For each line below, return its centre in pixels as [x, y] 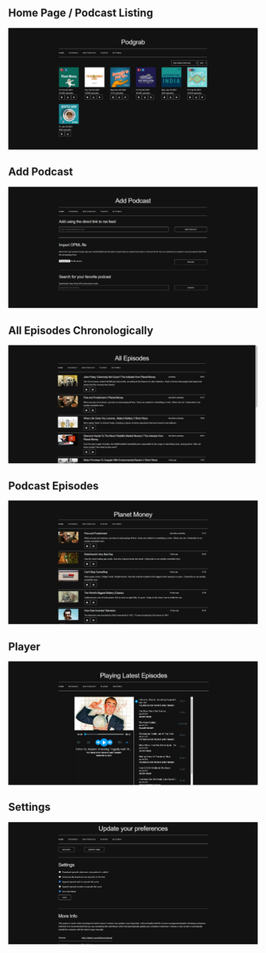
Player [25, 646]
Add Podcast [41, 172]
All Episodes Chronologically [81, 330]
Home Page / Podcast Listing [81, 13]
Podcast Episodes [53, 486]
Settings [30, 807]
